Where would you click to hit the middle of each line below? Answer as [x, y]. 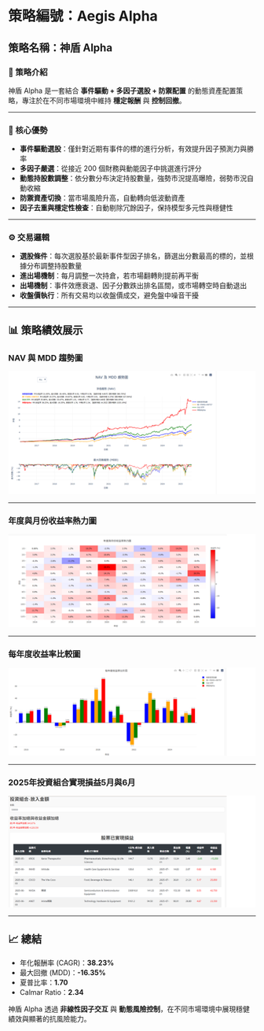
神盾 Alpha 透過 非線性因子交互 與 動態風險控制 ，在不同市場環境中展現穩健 [129, 1009]
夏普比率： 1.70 [44, 982]
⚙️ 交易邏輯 [29, 238]
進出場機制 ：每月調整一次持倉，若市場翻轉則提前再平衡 [109, 275]
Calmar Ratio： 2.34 [51, 992]
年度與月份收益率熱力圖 [52, 521]
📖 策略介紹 [28, 72]
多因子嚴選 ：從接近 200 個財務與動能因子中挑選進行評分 [110, 168]
